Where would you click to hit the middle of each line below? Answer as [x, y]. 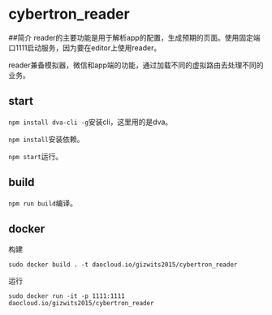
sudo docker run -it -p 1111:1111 [67, 296]
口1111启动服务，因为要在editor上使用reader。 [85, 47]
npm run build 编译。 [43, 203]
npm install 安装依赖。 [46, 139]
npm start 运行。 [36, 156]
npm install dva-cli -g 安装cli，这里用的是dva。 [91, 122]
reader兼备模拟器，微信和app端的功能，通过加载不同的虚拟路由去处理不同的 [136, 65]
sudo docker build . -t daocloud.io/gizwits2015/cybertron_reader [123, 265]
